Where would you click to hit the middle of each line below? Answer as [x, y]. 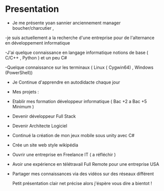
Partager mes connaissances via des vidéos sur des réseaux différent [83, 174]
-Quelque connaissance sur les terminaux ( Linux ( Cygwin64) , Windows [79, 67]
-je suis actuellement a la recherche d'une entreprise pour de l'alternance [80, 38]
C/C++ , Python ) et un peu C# [36, 57]
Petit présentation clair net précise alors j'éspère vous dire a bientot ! [82, 183]
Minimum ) [23, 106]
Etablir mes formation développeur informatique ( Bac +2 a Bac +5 [80, 101]
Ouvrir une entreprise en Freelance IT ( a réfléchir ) [64, 154]
